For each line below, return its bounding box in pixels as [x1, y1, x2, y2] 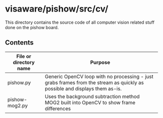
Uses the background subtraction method [45, 93, 140, 100]
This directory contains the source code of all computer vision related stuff [5, 19, 155, 25]
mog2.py [7, 102, 28, 109]
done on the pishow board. [5, 24, 59, 30]
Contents [5, 39, 34, 47]
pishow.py [7, 79, 31, 86]
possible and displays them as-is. [45, 85, 122, 92]
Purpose [90, 59, 111, 66]
